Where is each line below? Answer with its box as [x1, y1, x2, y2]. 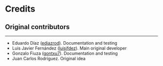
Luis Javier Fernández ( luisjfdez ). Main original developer [12, 45, 127, 51]
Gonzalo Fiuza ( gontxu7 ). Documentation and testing [12, 50, 118, 56]
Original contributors [5, 23, 70, 31]
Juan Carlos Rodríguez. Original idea [12, 56, 86, 61]
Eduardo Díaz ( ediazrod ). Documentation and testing [12, 40, 117, 46]
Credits [5, 3, 35, 15]
